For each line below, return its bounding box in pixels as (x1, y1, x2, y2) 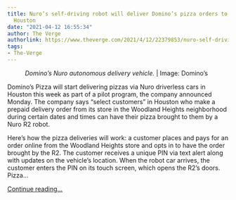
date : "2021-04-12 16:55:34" (7, 23, 93, 30)
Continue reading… (7, 185, 63, 193)
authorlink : (7, 37, 42, 44)
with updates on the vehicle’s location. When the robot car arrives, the (7, 156, 211, 164)
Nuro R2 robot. (7, 120, 51, 128)
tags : (7, 43, 23, 50)
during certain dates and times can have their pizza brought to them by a (7, 112, 218, 120)
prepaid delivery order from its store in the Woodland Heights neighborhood (7, 105, 227, 113)
